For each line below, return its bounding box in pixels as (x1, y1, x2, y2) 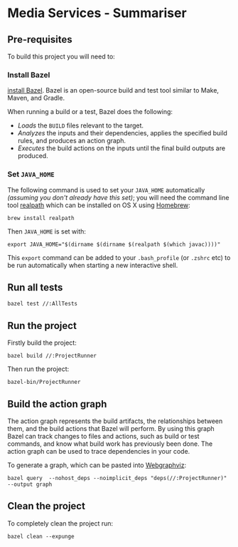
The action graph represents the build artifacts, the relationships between (7, 417, 223, 425)
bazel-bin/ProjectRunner (7, 379, 81, 386)
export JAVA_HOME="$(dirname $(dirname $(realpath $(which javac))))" (7, 241, 221, 248)
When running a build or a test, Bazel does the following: (7, 108, 173, 116)
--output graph (7, 481, 53, 489)
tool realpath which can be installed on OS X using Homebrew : (7, 201, 190, 209)
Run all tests (7, 281, 63, 293)
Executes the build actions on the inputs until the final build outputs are (17, 144, 226, 152)
